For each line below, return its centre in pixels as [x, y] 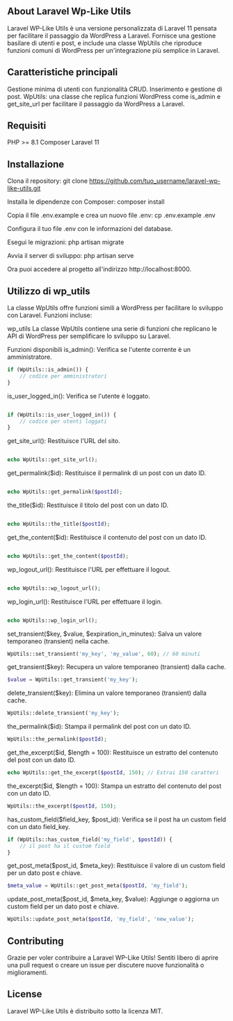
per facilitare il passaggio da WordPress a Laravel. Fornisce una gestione [112, 35]
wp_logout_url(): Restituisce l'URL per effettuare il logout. [89, 569]
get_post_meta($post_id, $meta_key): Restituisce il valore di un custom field [116, 866]
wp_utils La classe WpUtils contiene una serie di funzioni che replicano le [112, 329]
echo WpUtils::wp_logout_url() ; [54, 588]
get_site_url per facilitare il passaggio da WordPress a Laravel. [96, 104]
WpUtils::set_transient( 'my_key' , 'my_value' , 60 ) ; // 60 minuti [104, 654]
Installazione [36, 164]
